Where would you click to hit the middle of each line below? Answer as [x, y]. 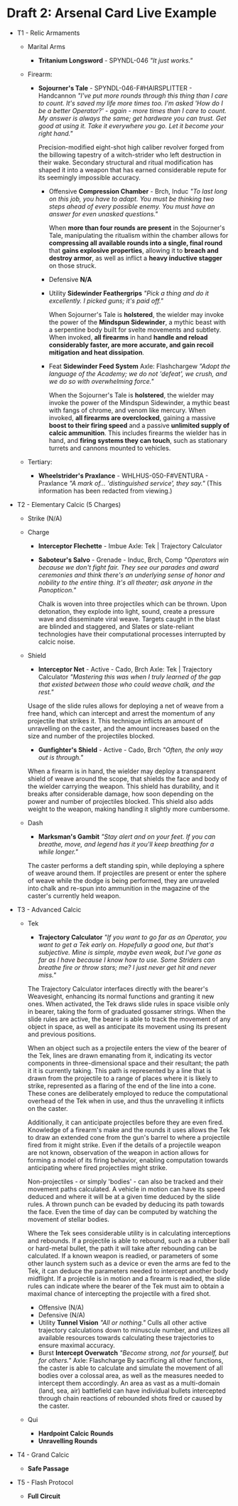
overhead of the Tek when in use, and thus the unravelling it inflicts [126, 1101]
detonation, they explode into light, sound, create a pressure [126, 611]
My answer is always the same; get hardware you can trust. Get [132, 118]
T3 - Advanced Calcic [49, 909]
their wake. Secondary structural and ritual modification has [126, 162]
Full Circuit [44, 1496]
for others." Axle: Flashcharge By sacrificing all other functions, [131, 1360]
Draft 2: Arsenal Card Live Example [112, 13]
